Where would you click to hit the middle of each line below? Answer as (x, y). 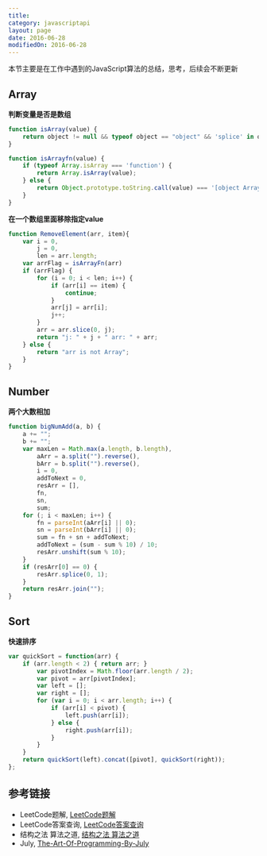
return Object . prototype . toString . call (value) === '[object (138, 188)
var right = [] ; (64, 693)
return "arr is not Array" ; (83, 352)
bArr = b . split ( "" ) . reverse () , (89, 464)
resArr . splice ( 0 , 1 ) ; (73, 574)
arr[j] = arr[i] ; (79, 308)
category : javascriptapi (49, 23)
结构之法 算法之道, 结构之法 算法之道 (79, 834)
